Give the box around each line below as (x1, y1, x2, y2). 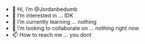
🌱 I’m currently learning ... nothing (11, 18, 97, 25)
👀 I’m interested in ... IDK (11, 12, 74, 19)
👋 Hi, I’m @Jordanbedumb (11, 6, 78, 12)
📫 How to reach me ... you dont (11, 32, 92, 38)
